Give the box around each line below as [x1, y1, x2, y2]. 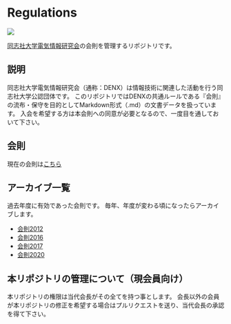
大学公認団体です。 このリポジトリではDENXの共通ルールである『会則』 [19, 92, 225, 100]
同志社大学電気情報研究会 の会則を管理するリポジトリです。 [7, 41, 176, 50]
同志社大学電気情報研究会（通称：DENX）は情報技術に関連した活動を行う [7, 83, 217, 91]
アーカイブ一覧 [7, 182, 70, 193]
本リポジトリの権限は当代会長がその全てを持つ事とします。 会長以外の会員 [7, 292, 220, 301]
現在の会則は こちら [7, 160, 62, 168]
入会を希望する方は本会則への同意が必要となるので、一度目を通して [20, 109, 213, 117]
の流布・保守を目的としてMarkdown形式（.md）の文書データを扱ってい [7, 100, 211, 108]
